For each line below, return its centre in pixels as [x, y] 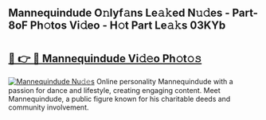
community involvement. [49, 107]
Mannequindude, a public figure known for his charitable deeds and [119, 99]
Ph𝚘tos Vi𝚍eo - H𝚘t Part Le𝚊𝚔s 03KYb [128, 26]
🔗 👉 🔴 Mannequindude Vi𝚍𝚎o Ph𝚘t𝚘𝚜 [105, 58]
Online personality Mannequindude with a [165, 81]
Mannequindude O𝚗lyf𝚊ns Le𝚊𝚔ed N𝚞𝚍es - [119, 13]
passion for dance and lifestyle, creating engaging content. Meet [114, 90]
